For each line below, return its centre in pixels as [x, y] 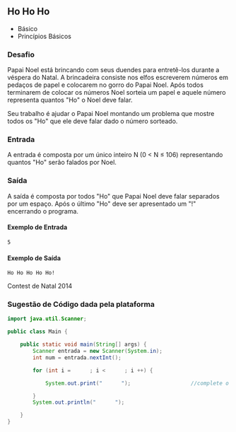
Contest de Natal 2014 [40, 286]
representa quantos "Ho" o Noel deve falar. [70, 100]
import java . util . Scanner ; [47, 319]
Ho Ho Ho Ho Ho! [31, 273]
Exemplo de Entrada [37, 227]
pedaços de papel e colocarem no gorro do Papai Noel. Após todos [105, 85]
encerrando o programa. [43, 211]
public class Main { [38, 332]
